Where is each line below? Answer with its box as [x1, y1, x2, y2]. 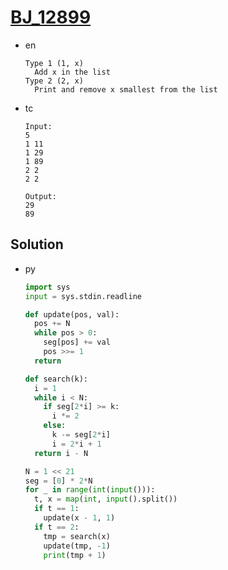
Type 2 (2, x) [24, 76, 84, 86]
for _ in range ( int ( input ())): [24, 485, 156, 495]
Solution [10, 236, 64, 253]
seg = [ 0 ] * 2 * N [24, 476, 93, 486]
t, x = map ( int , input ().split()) [34, 494, 178, 505]
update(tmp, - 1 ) [43, 541, 111, 551]
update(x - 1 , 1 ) [43, 513, 116, 523]
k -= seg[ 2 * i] [51, 430, 111, 440]
